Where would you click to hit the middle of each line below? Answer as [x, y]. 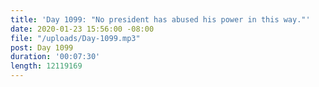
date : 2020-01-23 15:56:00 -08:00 [82, 29]
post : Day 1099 [42, 47]
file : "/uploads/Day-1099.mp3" [75, 38]
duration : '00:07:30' [55, 57]
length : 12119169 [46, 66]
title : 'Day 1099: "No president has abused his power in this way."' [160, 19]
